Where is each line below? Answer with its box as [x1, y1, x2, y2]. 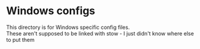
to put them [6, 36, 35, 43]
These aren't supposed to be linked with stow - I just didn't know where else [6, 30, 194, 37]
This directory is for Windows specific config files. [6, 24, 130, 31]
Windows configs [6, 4, 96, 18]
